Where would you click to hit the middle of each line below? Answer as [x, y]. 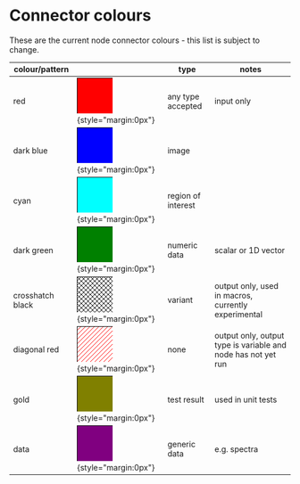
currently [231, 305]
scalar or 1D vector [250, 250]
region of [184, 196]
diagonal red [36, 349]
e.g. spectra [236, 449]
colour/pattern [41, 70]
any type [183, 96]
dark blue [30, 151]
